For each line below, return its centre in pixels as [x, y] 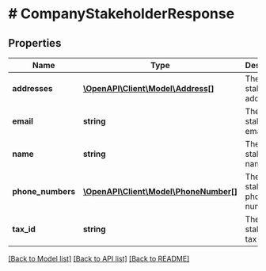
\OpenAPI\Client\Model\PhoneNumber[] [160, 191]
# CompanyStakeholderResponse [122, 14]
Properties [35, 43]
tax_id [24, 229]
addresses [32, 88]
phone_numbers [44, 191]
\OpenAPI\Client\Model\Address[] [148, 88]
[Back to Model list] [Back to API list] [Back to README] [99, 259]
